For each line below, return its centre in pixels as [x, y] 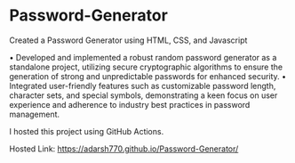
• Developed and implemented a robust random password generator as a [143, 57]
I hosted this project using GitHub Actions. [87, 131]
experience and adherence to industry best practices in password [130, 104]
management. [35, 114]
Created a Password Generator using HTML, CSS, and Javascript [128, 40]
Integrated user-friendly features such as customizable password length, [143, 86]
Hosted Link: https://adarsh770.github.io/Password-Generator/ [124, 149]
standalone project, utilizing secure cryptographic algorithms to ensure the [146, 67]
